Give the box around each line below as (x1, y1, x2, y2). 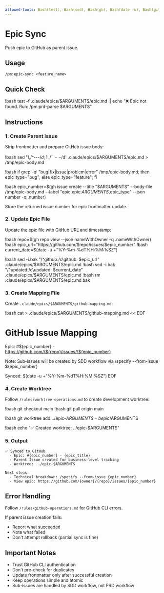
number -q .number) (5, 194, 46, 200)
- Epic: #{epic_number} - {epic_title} (9, 453, 91, 458)
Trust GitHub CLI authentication (12, 562, 76, 567)
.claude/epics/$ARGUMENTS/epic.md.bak (5, 277, 90, 283)
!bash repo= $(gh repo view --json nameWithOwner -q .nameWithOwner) (5, 236, 151, 242)
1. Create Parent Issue (5, 133, 58, 139)
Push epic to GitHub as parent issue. (5, 45, 79, 51)
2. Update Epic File (5, 216, 50, 222)
